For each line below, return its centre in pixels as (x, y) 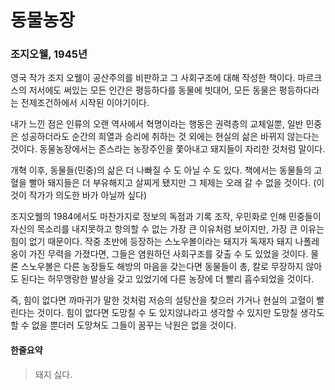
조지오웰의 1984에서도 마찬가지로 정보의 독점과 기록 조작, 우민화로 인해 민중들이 (166, 217)
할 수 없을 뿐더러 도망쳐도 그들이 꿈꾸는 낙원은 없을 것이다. (123, 325)
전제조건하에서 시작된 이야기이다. (85, 103)
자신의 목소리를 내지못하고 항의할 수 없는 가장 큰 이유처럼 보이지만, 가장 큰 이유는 (167, 229)
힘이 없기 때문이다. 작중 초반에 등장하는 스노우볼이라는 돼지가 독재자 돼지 (151, 242)
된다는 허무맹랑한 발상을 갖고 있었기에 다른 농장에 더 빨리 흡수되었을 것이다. (167, 279)
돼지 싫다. (53, 374)
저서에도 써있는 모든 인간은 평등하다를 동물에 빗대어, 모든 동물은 (152, 90)
